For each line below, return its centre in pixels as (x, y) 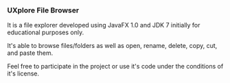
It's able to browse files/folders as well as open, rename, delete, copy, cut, (112, 46)
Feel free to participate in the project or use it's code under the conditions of (115, 67)
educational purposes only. (46, 32)
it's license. (23, 73)
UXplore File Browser (43, 10)
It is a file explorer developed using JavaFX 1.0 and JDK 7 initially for (104, 25)
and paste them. (30, 53)
